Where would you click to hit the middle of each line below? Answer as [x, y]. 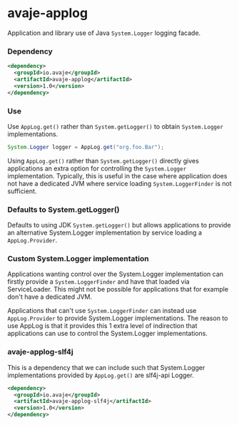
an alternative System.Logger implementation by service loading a [105, 232]
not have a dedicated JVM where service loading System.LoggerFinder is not [119, 183]
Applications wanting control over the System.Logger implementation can [115, 274]
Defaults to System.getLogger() [63, 210]
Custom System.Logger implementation [78, 258]
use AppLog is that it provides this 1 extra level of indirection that [102, 326]
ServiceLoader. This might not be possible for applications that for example [118, 290]
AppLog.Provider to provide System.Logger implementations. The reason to [118, 318]
